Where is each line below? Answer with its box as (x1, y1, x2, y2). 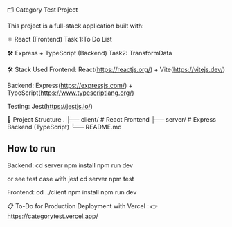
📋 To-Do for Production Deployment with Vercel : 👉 (7, 201, 158, 210)
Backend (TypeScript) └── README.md (7, 123, 122, 131)
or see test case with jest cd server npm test (7, 174, 134, 183)
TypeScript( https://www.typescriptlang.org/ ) (7, 89, 134, 97)
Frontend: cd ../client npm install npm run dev (7, 188, 137, 196)
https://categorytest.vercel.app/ (7, 212, 98, 220)
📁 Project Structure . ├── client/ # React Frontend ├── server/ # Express (7, 116, 217, 123)
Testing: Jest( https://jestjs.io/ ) (7, 102, 93, 110)
